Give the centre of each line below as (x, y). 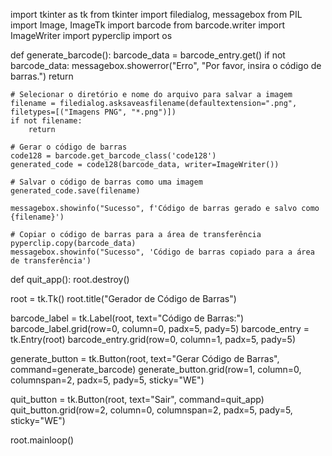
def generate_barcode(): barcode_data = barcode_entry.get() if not (148, 55)
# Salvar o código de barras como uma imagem (106, 182)
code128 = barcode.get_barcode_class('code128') (113, 156)
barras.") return (42, 76)
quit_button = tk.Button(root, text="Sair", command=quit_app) (137, 399)
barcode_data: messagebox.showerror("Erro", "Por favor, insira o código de (166, 65)
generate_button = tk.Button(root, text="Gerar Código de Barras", (145, 358)
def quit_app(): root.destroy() (70, 279)
